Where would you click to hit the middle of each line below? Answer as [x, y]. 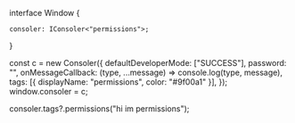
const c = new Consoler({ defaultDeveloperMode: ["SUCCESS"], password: [148, 63]
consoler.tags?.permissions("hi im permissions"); [99, 109]
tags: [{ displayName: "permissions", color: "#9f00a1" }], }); [119, 82]
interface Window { [45, 13]
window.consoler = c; [49, 91]
